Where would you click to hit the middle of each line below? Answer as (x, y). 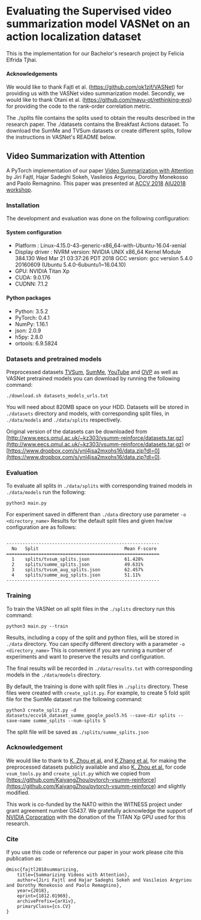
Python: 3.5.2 (31, 311)
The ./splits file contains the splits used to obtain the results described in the (100, 118)
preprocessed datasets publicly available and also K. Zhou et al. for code (96, 767)
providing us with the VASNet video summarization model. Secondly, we (95, 93)
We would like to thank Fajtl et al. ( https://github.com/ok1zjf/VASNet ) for (95, 87)
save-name (19, 721)
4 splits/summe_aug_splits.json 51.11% (76, 575)
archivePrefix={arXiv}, (47, 901)
